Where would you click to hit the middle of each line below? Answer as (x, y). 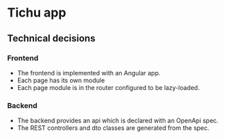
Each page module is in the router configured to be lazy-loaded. (108, 87)
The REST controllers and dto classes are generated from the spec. (113, 128)
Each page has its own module (61, 80)
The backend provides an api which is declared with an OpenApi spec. (118, 121)
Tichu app (37, 13)
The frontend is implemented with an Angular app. (89, 73)
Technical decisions (51, 38)
